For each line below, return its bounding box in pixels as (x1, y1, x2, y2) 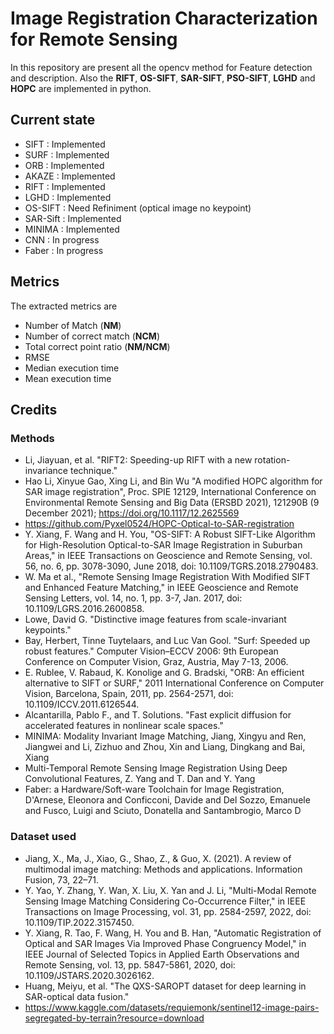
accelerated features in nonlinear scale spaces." (24, 720, 224, 732)
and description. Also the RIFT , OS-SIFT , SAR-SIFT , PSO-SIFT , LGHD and (10, 72, 316, 84)
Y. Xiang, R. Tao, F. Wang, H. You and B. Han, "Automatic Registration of (24, 927, 322, 939)
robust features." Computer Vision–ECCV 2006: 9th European (24, 645, 279, 657)
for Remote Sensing (10, 28, 178, 51)
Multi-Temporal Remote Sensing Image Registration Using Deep (24, 762, 288, 774)
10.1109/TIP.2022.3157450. (24, 916, 135, 928)
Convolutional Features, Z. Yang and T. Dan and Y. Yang (24, 773, 256, 785)
